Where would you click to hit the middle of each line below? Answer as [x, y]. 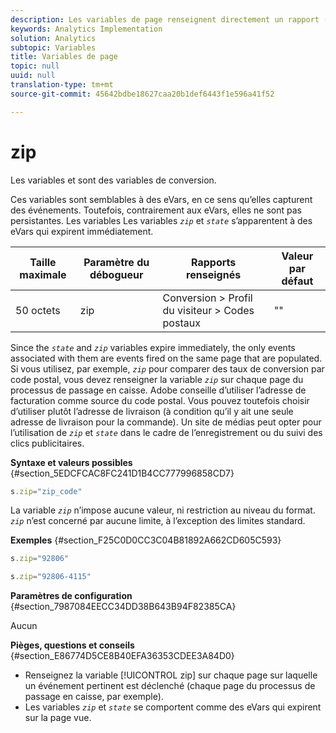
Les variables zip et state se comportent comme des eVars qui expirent [173, 707]
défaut [297, 281]
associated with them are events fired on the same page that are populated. [166, 358]
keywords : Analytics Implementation [86, 29]
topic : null [35, 66]
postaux [181, 323]
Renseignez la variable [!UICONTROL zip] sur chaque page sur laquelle [171, 675]
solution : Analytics [53, 38]
